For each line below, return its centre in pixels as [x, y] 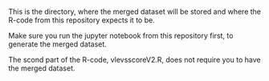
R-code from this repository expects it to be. [82, 20]
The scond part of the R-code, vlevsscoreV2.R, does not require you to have [134, 60]
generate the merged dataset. [57, 44]
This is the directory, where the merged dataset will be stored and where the [135, 12]
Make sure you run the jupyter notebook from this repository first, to [121, 36]
